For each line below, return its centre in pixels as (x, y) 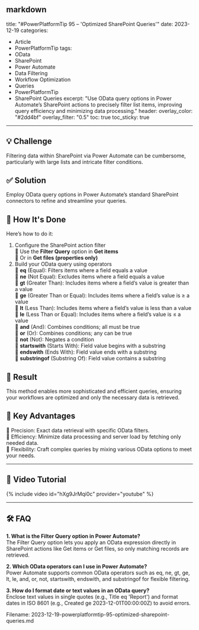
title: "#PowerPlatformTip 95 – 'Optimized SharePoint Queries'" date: (90, 24)
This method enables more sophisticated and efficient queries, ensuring (94, 391)
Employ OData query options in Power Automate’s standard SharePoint (92, 195)
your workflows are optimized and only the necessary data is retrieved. (93, 398)
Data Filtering (31, 73)
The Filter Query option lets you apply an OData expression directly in (91, 542)
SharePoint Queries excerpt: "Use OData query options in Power (93, 98)
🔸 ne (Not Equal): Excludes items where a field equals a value (89, 277)
